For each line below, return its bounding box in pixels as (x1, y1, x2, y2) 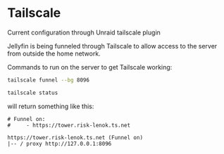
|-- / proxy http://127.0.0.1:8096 (7, 140, 112, 147)
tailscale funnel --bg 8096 (7, 76, 90, 84)
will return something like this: (7, 102, 94, 110)
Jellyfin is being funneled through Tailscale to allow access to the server (7, 41, 218, 50)
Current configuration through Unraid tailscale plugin (7, 28, 161, 37)
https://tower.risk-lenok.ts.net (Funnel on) (7, 134, 143, 141)
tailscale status (7, 89, 58, 96)
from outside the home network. (7, 49, 101, 58)
